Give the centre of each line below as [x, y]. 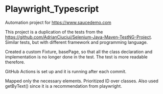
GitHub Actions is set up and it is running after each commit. [66, 71]
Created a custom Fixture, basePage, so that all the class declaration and [79, 52]
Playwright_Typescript [52, 9]
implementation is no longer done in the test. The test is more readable [76, 56]
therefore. [15, 62]
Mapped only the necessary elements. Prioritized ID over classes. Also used [82, 81]
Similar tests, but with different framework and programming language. [77, 42]
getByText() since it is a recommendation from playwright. [64, 86]
